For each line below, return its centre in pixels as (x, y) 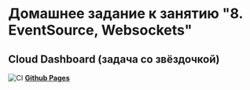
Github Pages (48, 78)
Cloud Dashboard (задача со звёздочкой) (114, 59)
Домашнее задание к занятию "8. (126, 14)
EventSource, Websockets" (100, 30)
